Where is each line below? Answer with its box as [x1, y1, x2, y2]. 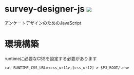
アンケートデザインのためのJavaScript [4, 20, 81, 26]
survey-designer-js [4, 3, 85, 15]
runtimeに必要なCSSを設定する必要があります [4, 56, 97, 61]
